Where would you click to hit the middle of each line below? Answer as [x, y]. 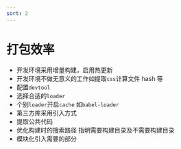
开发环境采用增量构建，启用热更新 [64, 70]
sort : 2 [17, 13]
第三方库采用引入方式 [46, 113]
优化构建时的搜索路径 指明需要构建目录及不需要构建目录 [95, 130]
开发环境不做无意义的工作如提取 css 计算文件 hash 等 [89, 78]
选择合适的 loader [41, 95]
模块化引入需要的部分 [46, 139]
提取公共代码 [34, 122]
